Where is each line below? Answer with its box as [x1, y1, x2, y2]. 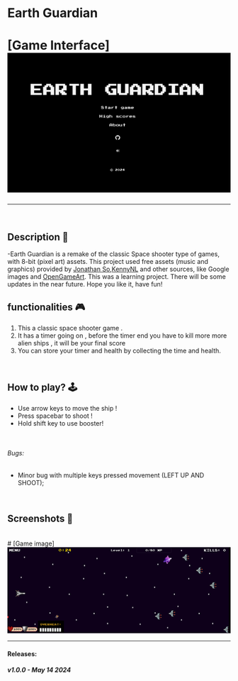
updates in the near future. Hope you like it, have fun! [7, 279, 163, 288]
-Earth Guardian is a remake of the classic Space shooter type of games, [7, 250, 220, 258]
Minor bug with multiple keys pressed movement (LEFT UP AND [17, 470, 205, 480]
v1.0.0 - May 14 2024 [7, 665, 72, 675]
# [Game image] [7, 539, 55, 548]
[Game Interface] [7, 38, 110, 54]
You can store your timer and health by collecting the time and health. [17, 346, 222, 355]
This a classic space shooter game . [17, 323, 123, 332]
